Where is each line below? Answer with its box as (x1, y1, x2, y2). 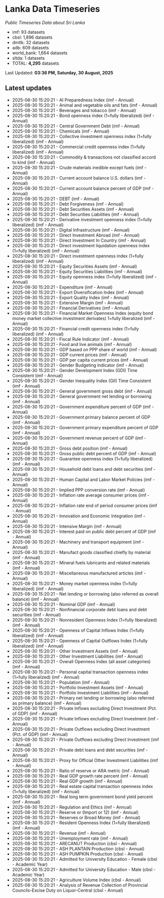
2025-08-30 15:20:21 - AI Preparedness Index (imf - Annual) (12, 97, 134, 103)
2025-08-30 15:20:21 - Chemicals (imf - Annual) (12, 128, 110, 134)
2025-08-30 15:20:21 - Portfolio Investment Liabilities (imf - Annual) (12, 690, 149, 695)
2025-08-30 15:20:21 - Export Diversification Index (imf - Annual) (12, 289, 144, 295)
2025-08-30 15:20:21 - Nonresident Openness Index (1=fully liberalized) (12, 617, 158, 622)
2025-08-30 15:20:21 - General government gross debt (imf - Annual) (12, 388, 153, 394)
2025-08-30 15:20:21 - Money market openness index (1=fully (12, 580, 138, 586)
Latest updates (5, 84, 52, 92)
